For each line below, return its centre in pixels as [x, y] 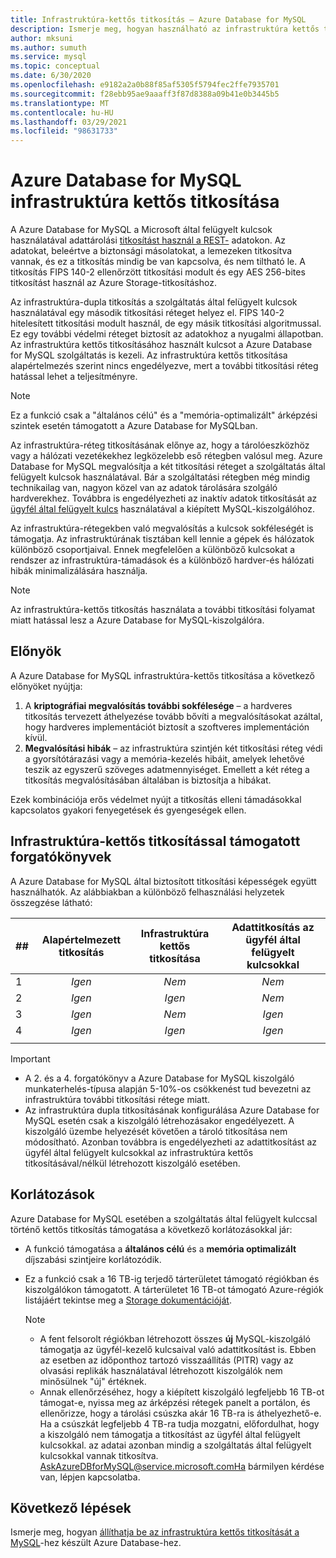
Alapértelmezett [81, 939]
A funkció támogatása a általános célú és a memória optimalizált [160, 1248]
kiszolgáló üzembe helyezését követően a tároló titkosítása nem [156, 1131]
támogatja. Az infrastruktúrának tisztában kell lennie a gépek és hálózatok [162, 539]
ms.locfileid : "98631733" [64, 131]
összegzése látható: [51, 902]
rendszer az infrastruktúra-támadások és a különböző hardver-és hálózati [162, 560]
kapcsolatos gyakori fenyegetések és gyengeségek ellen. [128, 810]
